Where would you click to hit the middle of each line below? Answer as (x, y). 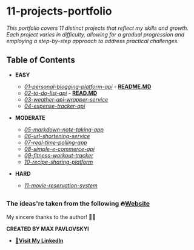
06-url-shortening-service (57, 136)
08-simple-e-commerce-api (59, 149)
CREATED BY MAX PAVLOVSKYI (48, 229)
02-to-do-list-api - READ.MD (61, 93)
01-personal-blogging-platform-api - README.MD (88, 86)
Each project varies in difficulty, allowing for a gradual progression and (95, 34)
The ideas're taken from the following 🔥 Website (78, 204)
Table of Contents (41, 60)
